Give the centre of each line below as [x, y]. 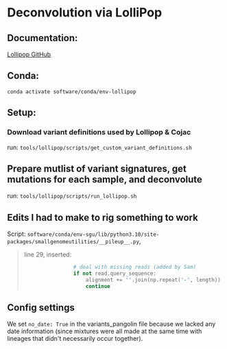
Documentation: [43, 38]
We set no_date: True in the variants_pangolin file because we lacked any [111, 324]
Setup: [22, 113]
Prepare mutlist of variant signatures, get [97, 168]
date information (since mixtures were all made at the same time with [105, 331]
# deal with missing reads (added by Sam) [135, 267]
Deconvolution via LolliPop [85, 13]
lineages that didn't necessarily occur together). [75, 339]
